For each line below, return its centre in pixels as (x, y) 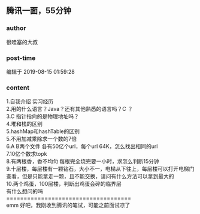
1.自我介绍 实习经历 (30, 101)
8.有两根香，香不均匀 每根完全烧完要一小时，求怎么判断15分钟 (83, 161)
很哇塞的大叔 (22, 42)
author (16, 28)
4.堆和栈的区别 (25, 124)
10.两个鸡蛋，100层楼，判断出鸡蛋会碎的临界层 (64, 184)
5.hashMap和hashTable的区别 (43, 131)
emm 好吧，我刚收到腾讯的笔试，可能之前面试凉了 (68, 205)
